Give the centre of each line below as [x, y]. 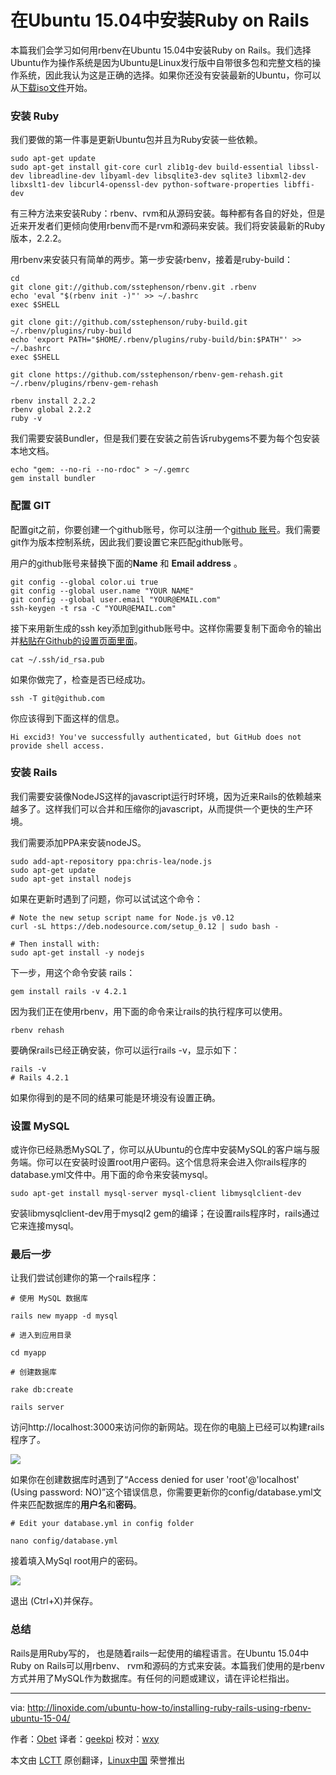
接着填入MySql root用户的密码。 [76, 1561]
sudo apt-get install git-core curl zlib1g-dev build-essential [147, 167]
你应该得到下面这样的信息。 [67, 718]
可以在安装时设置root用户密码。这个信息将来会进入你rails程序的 [175, 1162]
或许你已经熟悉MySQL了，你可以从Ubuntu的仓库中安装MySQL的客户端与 [161, 1150]
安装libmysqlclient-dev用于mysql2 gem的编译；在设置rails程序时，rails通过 [165, 1213]
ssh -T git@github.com [57, 698]
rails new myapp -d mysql [64, 1316]
